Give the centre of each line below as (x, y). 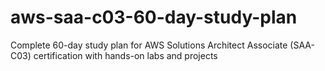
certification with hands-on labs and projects (125, 55)
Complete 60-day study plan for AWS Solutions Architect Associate (149, 45)
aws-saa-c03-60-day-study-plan (154, 17)
